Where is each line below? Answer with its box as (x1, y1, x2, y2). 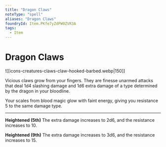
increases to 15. (5, 137, 37, 143)
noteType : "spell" (5, 12, 43, 17)
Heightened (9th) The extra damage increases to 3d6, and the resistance (5, 132, 155, 138)
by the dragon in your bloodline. (5, 88, 70, 94)
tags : (5, 26, 16, 31)
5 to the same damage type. (5, 102, 63, 109)
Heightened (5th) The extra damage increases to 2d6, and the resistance (5, 117, 155, 123)
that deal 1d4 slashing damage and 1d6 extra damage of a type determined (5, 83, 158, 89)
